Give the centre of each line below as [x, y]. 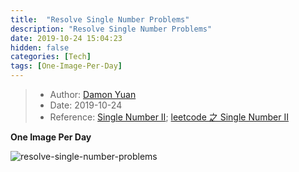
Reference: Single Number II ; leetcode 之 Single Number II [169, 117]
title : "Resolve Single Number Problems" [100, 19]
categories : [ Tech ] [51, 57]
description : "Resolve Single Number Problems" [111, 29]
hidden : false [40, 47]
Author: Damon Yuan [93, 94]
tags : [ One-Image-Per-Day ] [66, 66]
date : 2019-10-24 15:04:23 [66, 38]
